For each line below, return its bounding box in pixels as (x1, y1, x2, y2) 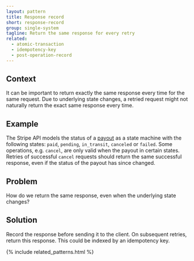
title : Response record (6, 14, 64, 20)
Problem (6, 177, 38, 187)
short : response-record (6, 19, 64, 25)
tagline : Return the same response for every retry (6, 30, 135, 36)
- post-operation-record (11, 52, 72, 58)
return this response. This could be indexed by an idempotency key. (6, 237, 170, 244)
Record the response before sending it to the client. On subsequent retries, (6, 231, 187, 238)
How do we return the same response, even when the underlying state (6, 192, 176, 199)
